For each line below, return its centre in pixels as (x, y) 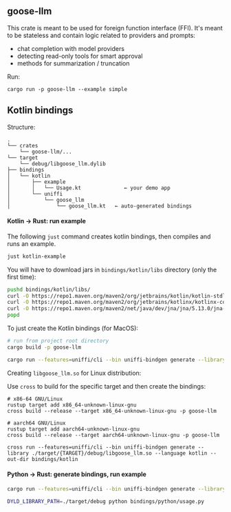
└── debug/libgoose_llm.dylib (63, 164)
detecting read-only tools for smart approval (80, 56)
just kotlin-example (37, 256)
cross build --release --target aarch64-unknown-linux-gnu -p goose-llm (113, 435)
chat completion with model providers (71, 48)
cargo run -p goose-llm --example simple (67, 89)
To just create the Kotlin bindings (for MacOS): (73, 328)
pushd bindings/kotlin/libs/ (49, 289)
